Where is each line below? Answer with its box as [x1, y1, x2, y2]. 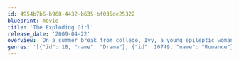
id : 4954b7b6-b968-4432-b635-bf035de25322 [7, 10, 135, 18]
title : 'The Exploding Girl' [7, 24, 94, 31]
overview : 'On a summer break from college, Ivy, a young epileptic [7, 37, 215, 44]
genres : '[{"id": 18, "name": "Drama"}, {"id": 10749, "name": [7, 43, 199, 51]
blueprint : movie [7, 17, 59, 24]
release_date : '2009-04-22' [7, 30, 91, 38]
